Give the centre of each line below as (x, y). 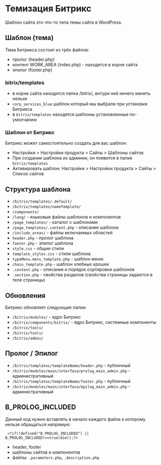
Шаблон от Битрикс (30, 132)
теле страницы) (29, 280)
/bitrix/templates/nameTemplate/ (47, 207)
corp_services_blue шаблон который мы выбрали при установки (80, 104)
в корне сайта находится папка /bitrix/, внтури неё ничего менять (81, 93)
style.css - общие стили (38, 249)
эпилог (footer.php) (32, 70)
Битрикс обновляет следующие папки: (46, 307)
